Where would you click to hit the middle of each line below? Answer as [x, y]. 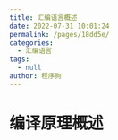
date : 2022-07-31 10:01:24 [59, 26]
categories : [31, 43]
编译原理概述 [57, 123]
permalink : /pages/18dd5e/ [59, 34]
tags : [19, 59]
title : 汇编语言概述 [43, 17]
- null [29, 68]
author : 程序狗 [35, 76]
